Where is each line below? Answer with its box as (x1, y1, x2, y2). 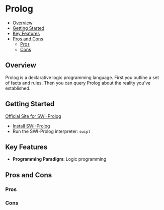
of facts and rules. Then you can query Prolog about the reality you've (5, 80, 151, 86)
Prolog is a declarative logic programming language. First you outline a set (5, 74, 159, 81)
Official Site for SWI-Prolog (5, 113, 61, 119)
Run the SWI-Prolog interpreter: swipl (12, 128, 91, 134)
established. (5, 85, 31, 91)
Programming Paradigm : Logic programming (12, 156, 107, 162)
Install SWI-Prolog (12, 123, 50, 129)
